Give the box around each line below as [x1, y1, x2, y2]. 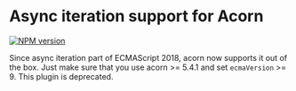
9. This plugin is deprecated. [9, 71, 114, 81]
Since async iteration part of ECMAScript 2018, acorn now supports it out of [9, 52, 287, 63]
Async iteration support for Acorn [9, 6, 264, 27]
